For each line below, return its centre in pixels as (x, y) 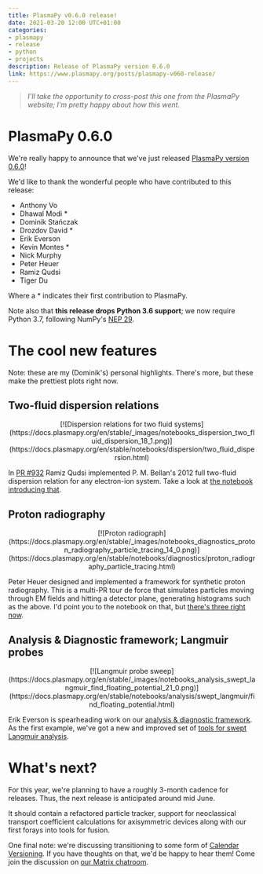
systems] (189, 424)
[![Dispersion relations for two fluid (116, 424)
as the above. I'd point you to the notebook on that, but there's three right (127, 607)
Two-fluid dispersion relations (84, 405)
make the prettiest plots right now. (64, 381)
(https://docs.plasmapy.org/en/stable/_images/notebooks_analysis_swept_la (132, 679)
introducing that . (35, 490)
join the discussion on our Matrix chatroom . (79, 861)
